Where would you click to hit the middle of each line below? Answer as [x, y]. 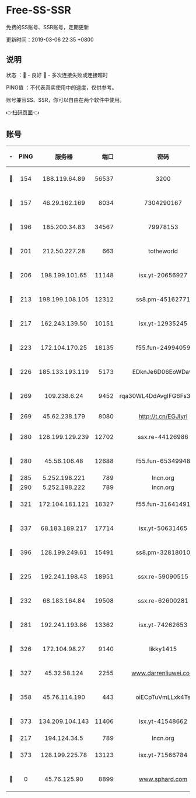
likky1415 [163, 649]
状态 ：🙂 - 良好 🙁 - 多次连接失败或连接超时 [57, 75]
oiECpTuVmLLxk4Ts [163, 697]
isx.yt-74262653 [163, 625]
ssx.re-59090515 [163, 576]
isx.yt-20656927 [163, 275]
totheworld [163, 251]
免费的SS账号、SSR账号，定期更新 [48, 27]
